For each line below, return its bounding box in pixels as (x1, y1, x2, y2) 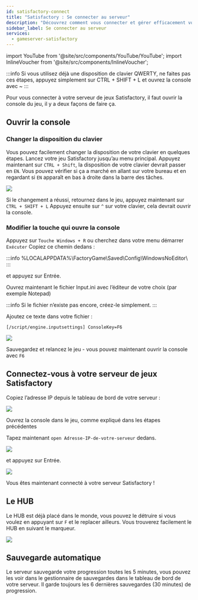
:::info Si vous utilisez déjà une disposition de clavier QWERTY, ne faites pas (6, 70, 191, 77)
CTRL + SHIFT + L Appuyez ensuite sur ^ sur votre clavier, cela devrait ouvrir (6, 202, 192, 210)
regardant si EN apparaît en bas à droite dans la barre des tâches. (6, 174, 164, 181)
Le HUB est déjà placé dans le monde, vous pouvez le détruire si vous (6, 512, 176, 519)
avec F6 (6, 352, 25, 359)
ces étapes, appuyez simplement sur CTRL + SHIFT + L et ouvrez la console (6, 76, 192, 83)
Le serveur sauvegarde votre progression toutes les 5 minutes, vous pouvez (6, 568, 191, 576)
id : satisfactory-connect (6, 8, 70, 15)
